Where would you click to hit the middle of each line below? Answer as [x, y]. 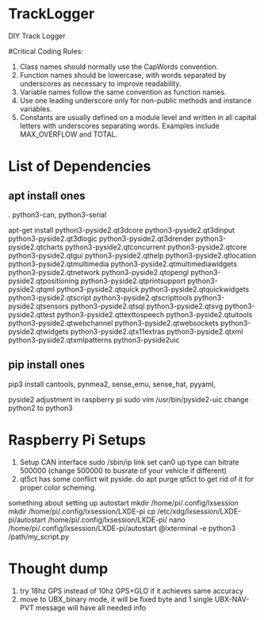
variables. [36, 109]
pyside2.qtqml [32, 289]
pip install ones [47, 365]
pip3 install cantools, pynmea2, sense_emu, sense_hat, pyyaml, [112, 384]
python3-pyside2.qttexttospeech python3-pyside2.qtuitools [155, 314]
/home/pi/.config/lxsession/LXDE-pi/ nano [117, 519]
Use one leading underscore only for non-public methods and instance [136, 100]
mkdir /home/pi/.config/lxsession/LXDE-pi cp [82, 511]
